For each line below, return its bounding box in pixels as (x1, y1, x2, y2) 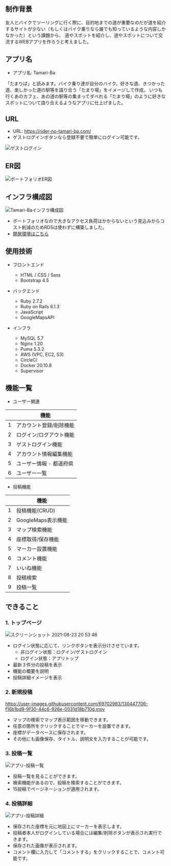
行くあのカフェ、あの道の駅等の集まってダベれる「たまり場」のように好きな (5, 93, 166, 99)
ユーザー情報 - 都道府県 (16, 460, 74, 467)
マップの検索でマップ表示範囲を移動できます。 (12, 716, 111, 722)
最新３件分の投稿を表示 (12, 662, 62, 668)
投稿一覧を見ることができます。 (12, 773, 80, 779)
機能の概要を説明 (12, 668, 49, 674)
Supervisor (20, 368, 44, 374)
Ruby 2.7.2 (20, 298, 43, 304)
